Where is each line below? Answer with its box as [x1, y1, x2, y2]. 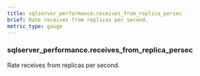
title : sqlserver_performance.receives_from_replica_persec [7, 10, 183, 17]
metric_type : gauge [7, 23, 63, 29]
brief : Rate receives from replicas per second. [7, 16, 149, 23]
